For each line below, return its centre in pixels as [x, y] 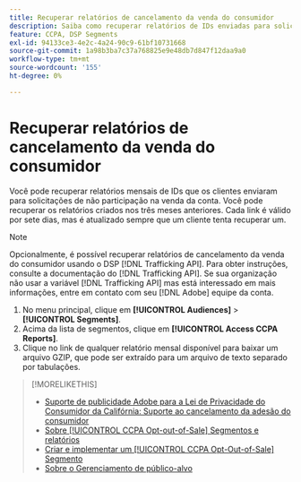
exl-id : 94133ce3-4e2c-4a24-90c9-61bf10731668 [98, 43]
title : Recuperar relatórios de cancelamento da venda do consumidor [142, 17]
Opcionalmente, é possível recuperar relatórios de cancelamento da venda [147, 254]
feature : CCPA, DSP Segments [64, 34]
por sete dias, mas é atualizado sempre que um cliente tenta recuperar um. [148, 219]
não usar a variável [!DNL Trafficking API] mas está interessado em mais [142, 282]
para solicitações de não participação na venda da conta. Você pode [136, 200]
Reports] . [40, 338]
